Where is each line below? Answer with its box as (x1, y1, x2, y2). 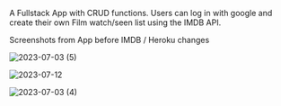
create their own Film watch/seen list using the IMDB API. (9, 17, 222, 28)
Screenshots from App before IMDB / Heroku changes (9, 35, 210, 45)
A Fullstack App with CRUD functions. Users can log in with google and (9, 8, 273, 18)
